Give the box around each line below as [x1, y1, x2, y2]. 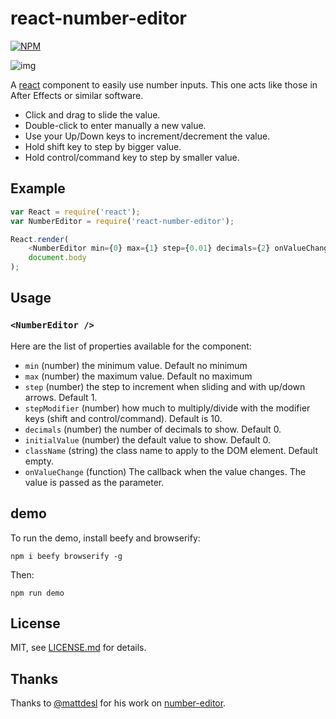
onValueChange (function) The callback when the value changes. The [24, 465, 307, 477]
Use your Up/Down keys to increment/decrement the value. [24, 130, 271, 142]
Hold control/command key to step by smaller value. [24, 151, 240, 163]
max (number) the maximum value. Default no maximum [24, 370, 253, 382]
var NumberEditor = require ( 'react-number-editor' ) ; [10, 216, 235, 226]
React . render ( [10, 234, 70, 244]
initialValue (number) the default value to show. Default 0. [24, 433, 271, 446]
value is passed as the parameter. [24, 476, 165, 488]
